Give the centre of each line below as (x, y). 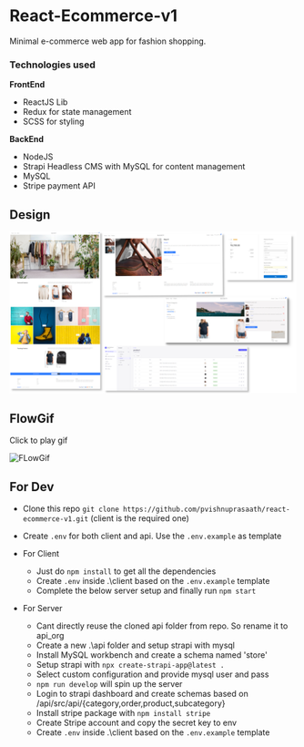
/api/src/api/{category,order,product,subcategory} (131, 703)
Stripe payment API (59, 186)
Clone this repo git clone (71, 509)
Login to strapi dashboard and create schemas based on (142, 694)
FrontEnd (27, 85)
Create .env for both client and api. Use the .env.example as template (152, 536)
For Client (41, 554)
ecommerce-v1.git (56, 519)
